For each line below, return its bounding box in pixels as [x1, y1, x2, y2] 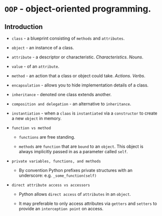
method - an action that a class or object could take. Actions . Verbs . [11, 73, 146, 78]
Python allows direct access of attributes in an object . [18, 191, 131, 197]
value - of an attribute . [11, 64, 59, 69]
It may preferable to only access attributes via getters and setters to [18, 201, 157, 206]
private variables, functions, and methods [11, 159, 101, 164]
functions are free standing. [18, 134, 76, 140]
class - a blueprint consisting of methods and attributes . [11, 35, 125, 41]
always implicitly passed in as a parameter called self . [18, 149, 128, 154]
